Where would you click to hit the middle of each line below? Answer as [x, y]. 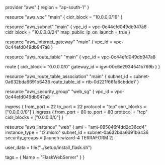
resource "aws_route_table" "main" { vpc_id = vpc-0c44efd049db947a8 [80, 57]
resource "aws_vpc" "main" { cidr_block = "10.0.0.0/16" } [64, 17]
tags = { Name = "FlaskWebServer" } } [45, 157]
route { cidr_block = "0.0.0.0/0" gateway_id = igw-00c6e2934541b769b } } [83, 67]
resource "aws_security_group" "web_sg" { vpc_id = [59, 92]
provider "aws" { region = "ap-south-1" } [47, 7]
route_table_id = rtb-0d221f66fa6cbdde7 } [95, 82]
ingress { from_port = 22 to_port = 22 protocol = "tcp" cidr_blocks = [76, 107]
